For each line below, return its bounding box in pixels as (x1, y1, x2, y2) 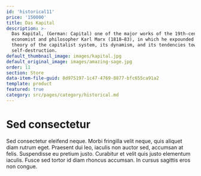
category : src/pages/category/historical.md (6, 92, 119, 98)
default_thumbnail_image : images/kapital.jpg (6, 53, 121, 59)
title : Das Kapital (6, 20, 55, 26)
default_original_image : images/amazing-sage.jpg (6, 58, 133, 64)
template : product (6, 81, 52, 87)
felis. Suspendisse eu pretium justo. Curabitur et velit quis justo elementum (6, 150, 191, 157)
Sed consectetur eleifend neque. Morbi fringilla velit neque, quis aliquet (6, 137, 182, 144)
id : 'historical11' (6, 8, 55, 15)
